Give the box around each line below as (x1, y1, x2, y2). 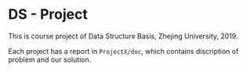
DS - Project (8, 5, 88, 23)
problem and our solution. (8, 55, 92, 64)
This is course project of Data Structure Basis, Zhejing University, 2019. (8, 31, 238, 41)
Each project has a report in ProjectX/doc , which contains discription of (8, 46, 239, 56)
